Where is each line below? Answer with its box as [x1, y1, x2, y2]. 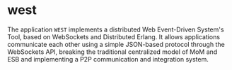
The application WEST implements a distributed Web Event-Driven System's [7, 25, 224, 34]
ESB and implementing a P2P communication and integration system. [7, 55, 209, 63]
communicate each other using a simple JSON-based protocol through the [7, 40, 225, 48]
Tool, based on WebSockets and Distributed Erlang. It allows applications [7, 32, 221, 41]
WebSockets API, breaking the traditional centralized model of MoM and [7, 48, 218, 56]
